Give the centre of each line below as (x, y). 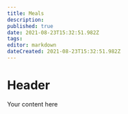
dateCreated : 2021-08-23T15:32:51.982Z (64, 52)
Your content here (33, 104)
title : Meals (26, 13)
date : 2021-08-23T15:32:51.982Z (53, 32)
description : (26, 20)
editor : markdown (32, 45)
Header (28, 85)
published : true (30, 26)
